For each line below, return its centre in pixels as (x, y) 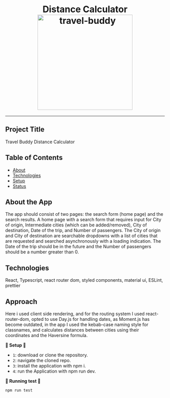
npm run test (19, 390)
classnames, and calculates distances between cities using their (72, 330)
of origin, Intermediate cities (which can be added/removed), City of (76, 225)
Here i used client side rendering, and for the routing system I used (75, 314)
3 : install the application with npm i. (49, 366)
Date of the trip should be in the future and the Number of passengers (78, 247)
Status (19, 186)
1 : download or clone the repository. (50, 355)
